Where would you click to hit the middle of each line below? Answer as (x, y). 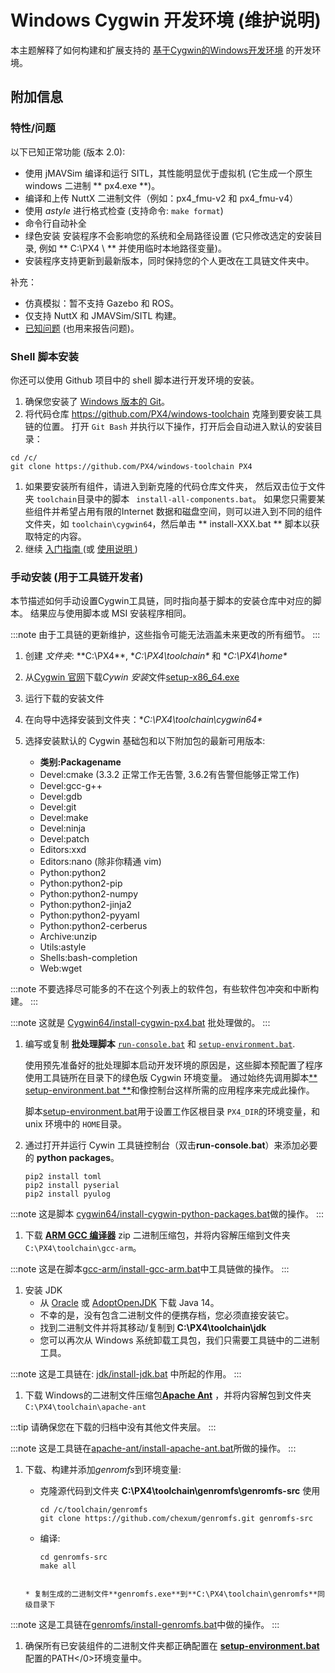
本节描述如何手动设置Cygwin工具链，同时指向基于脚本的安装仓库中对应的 (161, 601)
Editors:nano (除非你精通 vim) (100, 862)
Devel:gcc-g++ (71, 786)
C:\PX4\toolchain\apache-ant (85, 1407)
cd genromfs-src (73, 1557)
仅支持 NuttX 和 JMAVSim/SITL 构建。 (103, 315)
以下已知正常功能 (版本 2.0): (68, 152)
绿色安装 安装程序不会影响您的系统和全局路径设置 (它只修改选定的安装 (169, 235)
